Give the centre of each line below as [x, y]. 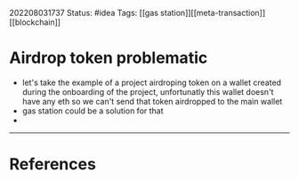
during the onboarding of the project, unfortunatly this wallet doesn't [148, 91]
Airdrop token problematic [109, 58]
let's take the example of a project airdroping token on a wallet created [152, 82]
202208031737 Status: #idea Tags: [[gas [84, 13]
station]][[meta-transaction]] [213, 13]
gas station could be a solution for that [93, 111]
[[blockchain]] [35, 22]
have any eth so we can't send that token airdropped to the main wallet [152, 101]
